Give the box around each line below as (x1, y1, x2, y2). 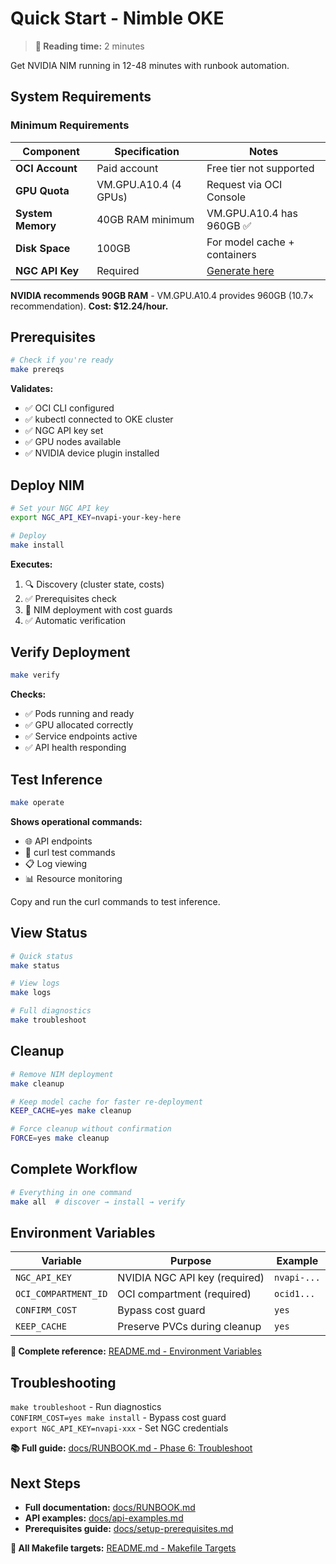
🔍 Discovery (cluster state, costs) (24, 578, 165, 590)
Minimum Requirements (10, 118, 130, 132)
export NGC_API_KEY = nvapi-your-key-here (10, 512, 182, 522)
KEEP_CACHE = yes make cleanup (10, 1106, 132, 1116)
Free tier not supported (206, 161, 315, 175)
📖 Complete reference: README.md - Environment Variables (10, 1345, 262, 1357)
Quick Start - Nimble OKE (10, 7, 225, 30)
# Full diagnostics (10, 1006, 92, 1016)
